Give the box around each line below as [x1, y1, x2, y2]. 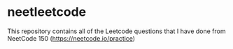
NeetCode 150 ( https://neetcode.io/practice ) [7, 34, 135, 42]
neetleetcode [7, 4, 87, 20]
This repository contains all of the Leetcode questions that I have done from [7, 27, 226, 35]
